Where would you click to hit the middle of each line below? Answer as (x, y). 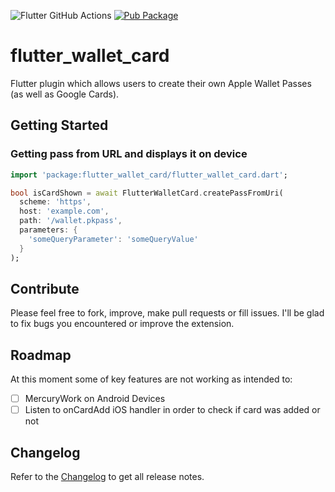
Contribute (45, 288)
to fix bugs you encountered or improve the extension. (122, 324)
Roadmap (41, 355)
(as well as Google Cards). (65, 94)
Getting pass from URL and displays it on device (129, 154)
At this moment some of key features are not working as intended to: (151, 379)
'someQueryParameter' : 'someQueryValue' (113, 239)
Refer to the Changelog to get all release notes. (107, 477)
